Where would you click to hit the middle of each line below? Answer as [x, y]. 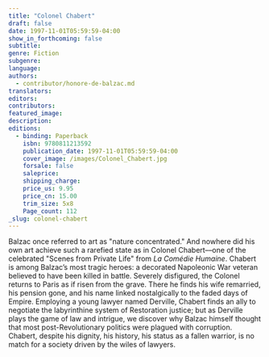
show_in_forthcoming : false [56, 38]
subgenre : [25, 61]
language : [25, 69]
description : [30, 121]
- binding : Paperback [52, 136]
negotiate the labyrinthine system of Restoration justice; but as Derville [126, 310]
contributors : [32, 106]
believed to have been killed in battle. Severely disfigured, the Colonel [124, 276]
